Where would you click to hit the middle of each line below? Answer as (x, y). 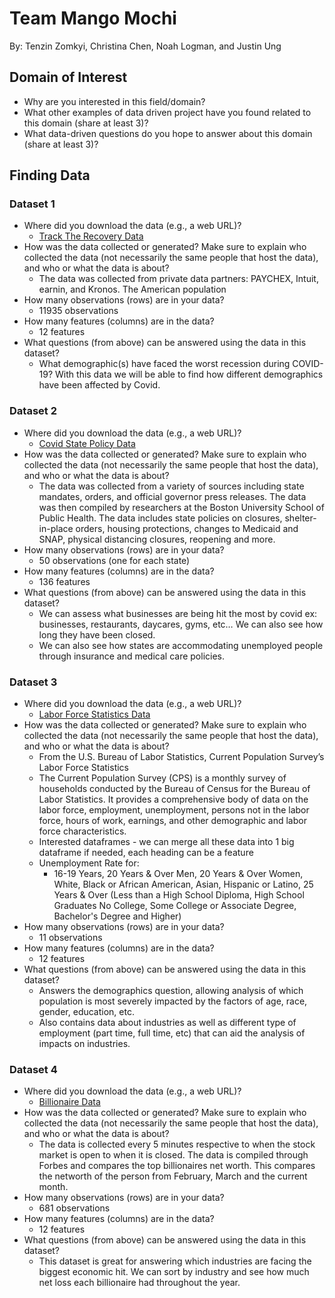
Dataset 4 (33, 1069)
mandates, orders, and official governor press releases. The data (172, 496)
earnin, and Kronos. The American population (132, 289)
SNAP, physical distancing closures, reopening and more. (157, 539)
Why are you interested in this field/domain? (114, 101)
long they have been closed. (97, 634)
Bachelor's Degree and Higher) (117, 916)
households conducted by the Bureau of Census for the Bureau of (174, 789)
